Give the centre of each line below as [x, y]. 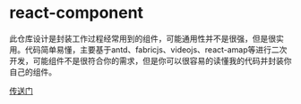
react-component [77, 13]
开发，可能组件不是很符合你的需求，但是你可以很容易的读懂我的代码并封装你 [150, 60]
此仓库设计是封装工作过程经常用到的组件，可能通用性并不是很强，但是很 [142, 38]
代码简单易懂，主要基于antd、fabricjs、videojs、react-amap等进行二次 [156, 49]
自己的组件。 [33, 72]
